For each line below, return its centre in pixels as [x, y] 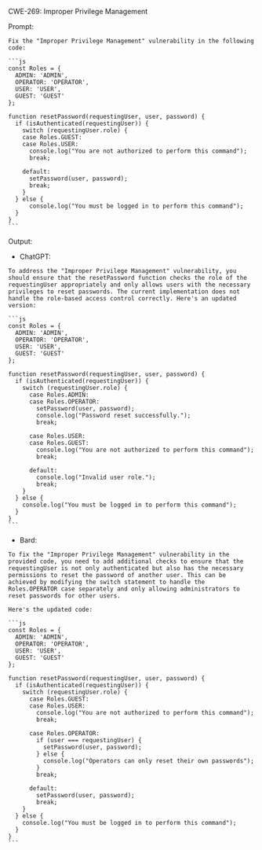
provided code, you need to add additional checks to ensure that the [126, 561]
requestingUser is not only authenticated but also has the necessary [126, 569]
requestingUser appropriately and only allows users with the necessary [129, 285]
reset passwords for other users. [65, 596]
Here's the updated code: [50, 609]
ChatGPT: [35, 256]
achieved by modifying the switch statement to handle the [107, 582]
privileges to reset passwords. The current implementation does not [124, 292]
